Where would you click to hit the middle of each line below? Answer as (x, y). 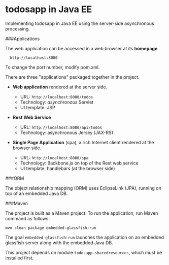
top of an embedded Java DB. (37, 193)
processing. (18, 28)
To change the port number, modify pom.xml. (53, 67)
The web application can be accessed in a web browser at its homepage (81, 48)
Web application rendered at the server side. (60, 87)
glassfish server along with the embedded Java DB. (59, 243)
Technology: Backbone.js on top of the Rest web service (79, 163)
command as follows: (27, 218)
